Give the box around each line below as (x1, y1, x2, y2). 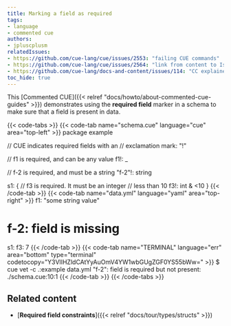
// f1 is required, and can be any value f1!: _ (7, 155, 129, 163)
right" (7, 196, 23, 205)
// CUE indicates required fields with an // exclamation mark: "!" (7, 142, 187, 150)
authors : (7, 36, 32, 43)
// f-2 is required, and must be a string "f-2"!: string (7, 168, 153, 176)
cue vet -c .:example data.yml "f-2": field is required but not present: (7, 265, 201, 274)
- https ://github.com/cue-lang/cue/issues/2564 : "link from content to (7, 61, 217, 68)
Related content (7, 292, 77, 304)
